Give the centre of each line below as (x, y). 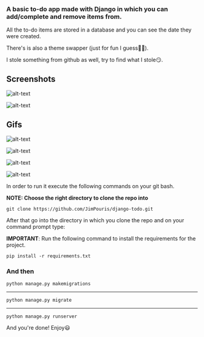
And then (20, 271)
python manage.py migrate (39, 300)
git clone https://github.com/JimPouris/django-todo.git (80, 209)
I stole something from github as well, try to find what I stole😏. (85, 60)
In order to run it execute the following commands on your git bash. (90, 186)
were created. (24, 36)
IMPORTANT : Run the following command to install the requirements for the (101, 238)
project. (16, 245)
